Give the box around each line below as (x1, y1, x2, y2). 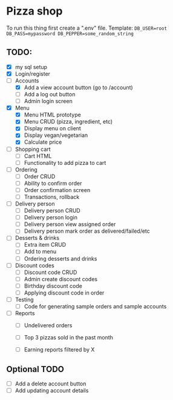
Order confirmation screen (24, 186, 91, 193)
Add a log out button (24, 91, 76, 98)
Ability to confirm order (24, 179, 82, 187)
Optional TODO (6, 364, 65, 374)
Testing (15, 296, 34, 303)
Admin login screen (24, 98, 73, 105)
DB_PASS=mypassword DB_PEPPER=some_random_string (6, 30, 134, 37)
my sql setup (15, 63, 47, 70)
